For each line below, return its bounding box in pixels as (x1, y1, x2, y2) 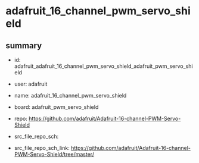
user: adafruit (14, 80, 48, 87)
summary (5, 40, 42, 51)
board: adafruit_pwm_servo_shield (14, 104, 99, 111)
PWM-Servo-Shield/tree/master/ (14, 151, 95, 158)
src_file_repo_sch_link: (14, 145, 70, 151)
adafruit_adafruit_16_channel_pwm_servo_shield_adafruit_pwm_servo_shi (14, 62, 193, 70)
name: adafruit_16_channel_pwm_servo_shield (14, 92, 127, 99)
